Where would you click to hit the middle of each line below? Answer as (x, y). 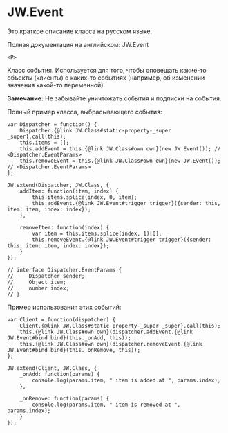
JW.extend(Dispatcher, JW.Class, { (58, 185)
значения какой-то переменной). (56, 85)
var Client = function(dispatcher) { (61, 319)
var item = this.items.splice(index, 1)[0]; (97, 233)
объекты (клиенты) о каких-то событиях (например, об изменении (106, 78)
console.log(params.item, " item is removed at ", (106, 405)
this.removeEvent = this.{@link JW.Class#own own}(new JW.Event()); (120, 161)
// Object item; (37, 282)
